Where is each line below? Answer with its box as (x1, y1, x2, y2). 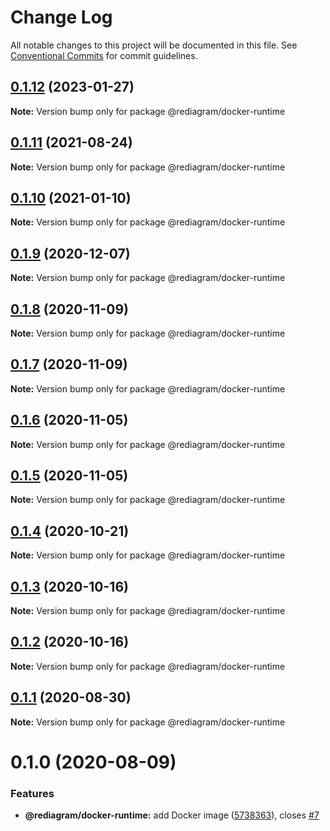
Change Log (10, 6, 113, 29)
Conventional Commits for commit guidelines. (10, 49, 198, 61)
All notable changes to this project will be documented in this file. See (10, 39, 298, 51)
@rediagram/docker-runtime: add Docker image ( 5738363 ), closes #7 (24, 809, 320, 821)
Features (10, 786, 55, 800)
